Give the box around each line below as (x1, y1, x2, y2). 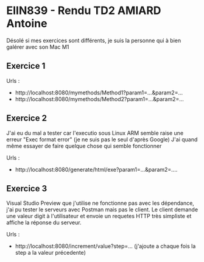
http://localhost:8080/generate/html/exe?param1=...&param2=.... (15, 166, 178, 173)
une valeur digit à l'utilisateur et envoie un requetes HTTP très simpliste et (6, 213, 192, 220)
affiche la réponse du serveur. (6, 219, 82, 226)
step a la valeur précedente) (15, 249, 86, 257)
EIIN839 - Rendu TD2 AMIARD (6, 4, 161, 18)
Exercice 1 (6, 61, 46, 71)
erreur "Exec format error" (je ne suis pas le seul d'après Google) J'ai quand (6, 135, 198, 143)
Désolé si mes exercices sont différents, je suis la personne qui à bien (6, 37, 181, 44)
